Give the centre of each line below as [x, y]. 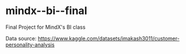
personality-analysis [30, 45]
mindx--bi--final [46, 11]
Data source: [21, 38]
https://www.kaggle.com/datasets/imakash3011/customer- [109, 38]
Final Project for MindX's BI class [46, 27]
